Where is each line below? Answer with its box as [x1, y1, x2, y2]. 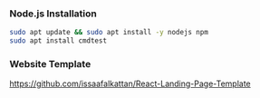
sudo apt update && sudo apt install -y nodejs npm [9, 28, 208, 37]
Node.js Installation [9, 7, 98, 20]
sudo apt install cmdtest [9, 36, 107, 45]
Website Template [9, 57, 91, 70]
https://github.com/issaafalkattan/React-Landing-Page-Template [9, 78, 251, 89]
